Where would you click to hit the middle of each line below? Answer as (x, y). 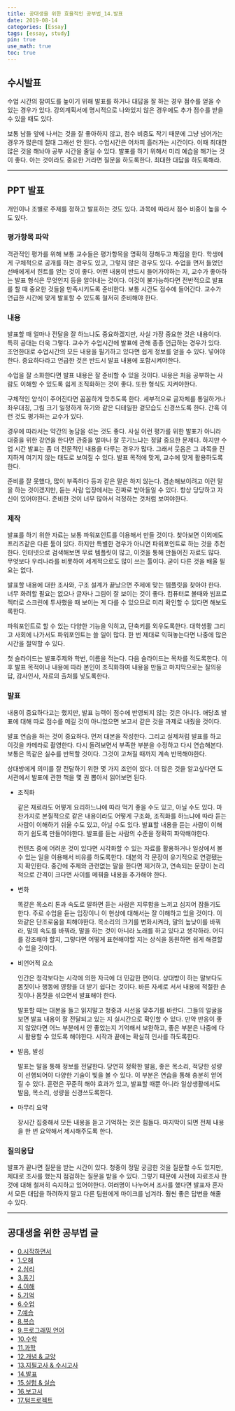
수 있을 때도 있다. (31, 118)
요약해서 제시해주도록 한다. (76, 1131)
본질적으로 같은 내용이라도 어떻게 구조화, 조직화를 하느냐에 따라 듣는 (134, 816)
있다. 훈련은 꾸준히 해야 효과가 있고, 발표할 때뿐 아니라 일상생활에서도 (127, 1083)
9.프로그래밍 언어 (41, 1330)
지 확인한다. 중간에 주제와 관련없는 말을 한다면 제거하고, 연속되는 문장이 (114, 866)
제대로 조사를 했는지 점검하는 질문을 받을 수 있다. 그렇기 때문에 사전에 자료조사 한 (117, 1176)
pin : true (22, 40)
